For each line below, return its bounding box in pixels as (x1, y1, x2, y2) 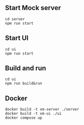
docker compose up (5, 115, 42, 120)
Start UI (5, 34, 29, 42)
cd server (5, 16, 25, 21)
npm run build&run (5, 81, 42, 86)
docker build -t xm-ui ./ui (5, 111, 62, 116)
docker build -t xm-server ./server (5, 107, 79, 112)
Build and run (5, 64, 46, 72)
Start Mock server (5, 4, 61, 12)
